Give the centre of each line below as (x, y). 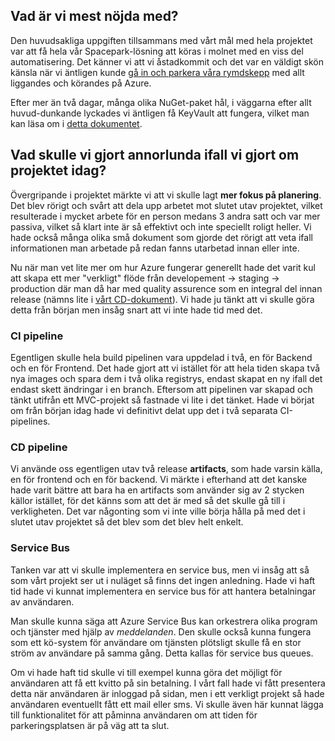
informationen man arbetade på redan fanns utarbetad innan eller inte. (155, 248)
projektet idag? (58, 170)
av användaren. (42, 601)
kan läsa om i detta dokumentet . (76, 123)
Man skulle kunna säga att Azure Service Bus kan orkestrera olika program (164, 621)
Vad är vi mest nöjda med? (94, 16)
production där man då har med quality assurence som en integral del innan (166, 288)
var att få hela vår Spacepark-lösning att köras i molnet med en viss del (157, 51)
